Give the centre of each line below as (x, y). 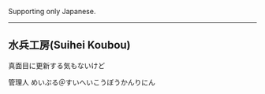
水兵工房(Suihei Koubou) (70, 45)
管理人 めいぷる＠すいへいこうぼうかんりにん (82, 82)
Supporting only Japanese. (52, 11)
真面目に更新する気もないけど (56, 65)
